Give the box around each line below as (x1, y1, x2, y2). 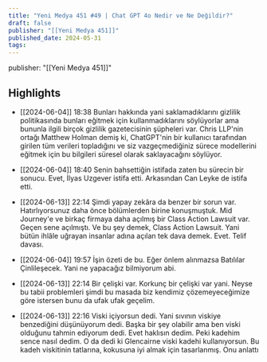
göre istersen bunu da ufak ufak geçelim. (19, 295, 155, 305)
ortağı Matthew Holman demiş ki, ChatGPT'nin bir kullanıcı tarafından (19, 132, 247, 142)
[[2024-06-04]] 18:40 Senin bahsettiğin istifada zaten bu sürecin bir (19, 165, 245, 174)
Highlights (8, 86, 61, 99)
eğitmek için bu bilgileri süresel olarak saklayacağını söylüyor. (19, 149, 222, 159)
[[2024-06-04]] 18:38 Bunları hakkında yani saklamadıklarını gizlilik (19, 107, 241, 116)
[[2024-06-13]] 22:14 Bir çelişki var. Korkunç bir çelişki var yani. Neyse (19, 278, 253, 288)
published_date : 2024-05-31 (8, 33, 102, 42)
